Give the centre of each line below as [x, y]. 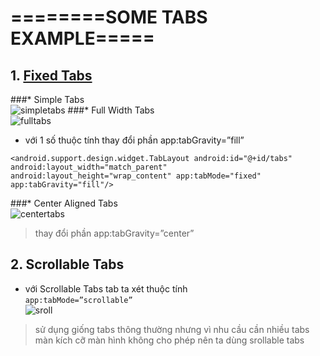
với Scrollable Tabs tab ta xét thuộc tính [106, 288]
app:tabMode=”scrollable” [78, 300]
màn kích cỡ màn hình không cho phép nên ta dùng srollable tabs [169, 340]
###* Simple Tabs [47, 99]
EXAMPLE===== [82, 38]
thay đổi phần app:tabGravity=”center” [114, 233]
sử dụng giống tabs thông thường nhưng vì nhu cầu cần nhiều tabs [172, 329]
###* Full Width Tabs [111, 110]
